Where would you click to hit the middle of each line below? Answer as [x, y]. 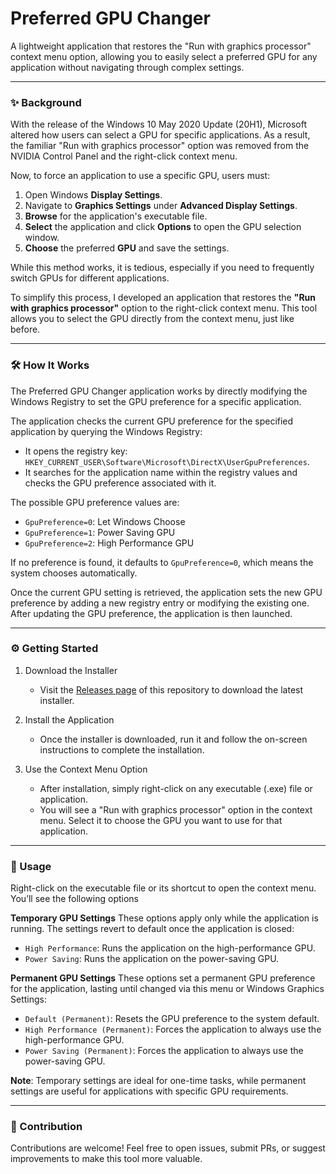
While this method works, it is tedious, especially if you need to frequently [162, 268]
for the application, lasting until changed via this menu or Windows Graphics [167, 989]
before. [25, 329]
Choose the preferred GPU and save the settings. [127, 248]
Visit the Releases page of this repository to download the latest [171, 689]
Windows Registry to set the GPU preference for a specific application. [156, 401]
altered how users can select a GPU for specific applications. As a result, [160, 135]
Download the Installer [71, 670]
